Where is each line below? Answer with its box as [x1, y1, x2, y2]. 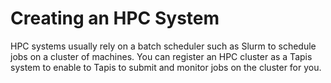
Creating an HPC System [10, 7, 220, 30]
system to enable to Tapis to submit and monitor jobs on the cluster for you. [10, 61, 322, 73]
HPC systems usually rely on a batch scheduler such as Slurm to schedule [10, 40, 317, 52]
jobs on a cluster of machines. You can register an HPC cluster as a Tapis [10, 50, 313, 62]
